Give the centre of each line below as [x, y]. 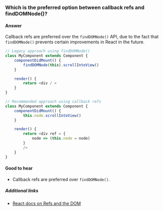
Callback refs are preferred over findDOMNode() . [61, 179]
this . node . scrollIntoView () [52, 115]
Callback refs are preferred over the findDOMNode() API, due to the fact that [82, 37]
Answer [13, 25]
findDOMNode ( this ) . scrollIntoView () [61, 65]
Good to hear [19, 168]
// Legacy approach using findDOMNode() [48, 51]
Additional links [22, 191]
